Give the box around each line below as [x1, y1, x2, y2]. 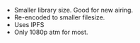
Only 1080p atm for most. [13, 28, 88, 36]
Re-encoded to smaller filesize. [13, 13, 105, 21]
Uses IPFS [13, 21, 45, 28]
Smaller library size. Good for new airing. [13, 6, 133, 14]
